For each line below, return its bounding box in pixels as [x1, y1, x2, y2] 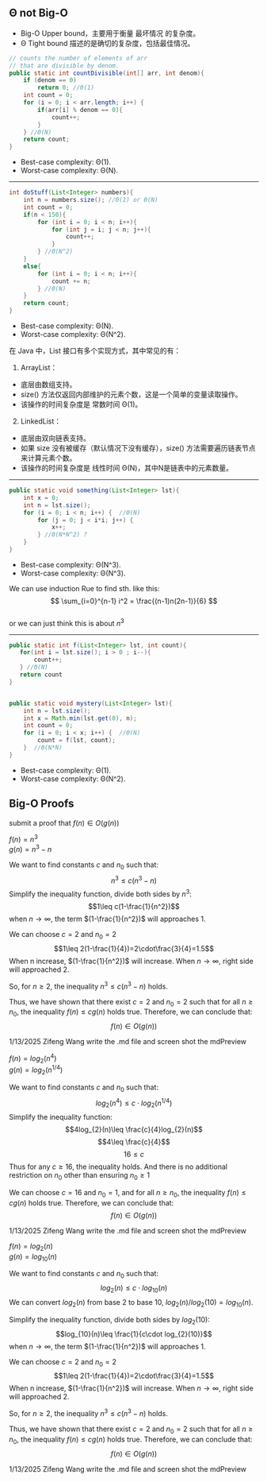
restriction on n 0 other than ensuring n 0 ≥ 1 [9, 1171, 150, 1182]
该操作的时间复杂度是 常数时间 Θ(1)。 [20, 400, 143, 409]
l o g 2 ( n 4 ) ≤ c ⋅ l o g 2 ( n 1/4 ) [95, 1097, 173, 1109]
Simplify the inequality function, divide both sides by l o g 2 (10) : [9, 1314, 211, 1326]
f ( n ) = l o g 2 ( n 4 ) [9, 1052, 57, 1065]
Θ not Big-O [9, 6, 68, 20]
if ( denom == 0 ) [23, 76, 78, 84]
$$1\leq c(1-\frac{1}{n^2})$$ [87, 902, 181, 911]
